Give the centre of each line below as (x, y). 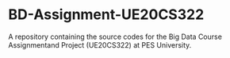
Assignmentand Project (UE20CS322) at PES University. (100, 44)
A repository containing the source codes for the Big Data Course (115, 37)
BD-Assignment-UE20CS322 (106, 15)
